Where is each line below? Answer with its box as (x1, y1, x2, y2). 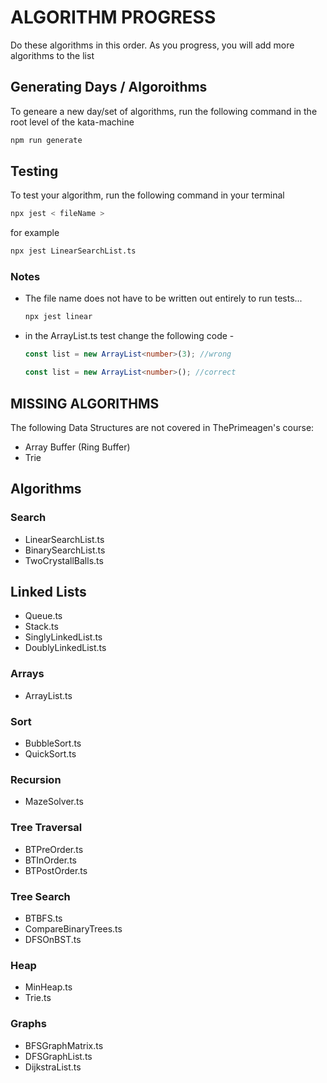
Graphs (10, 1017, 47, 1031)
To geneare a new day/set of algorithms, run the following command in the (10, 105, 318, 117)
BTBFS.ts (24, 912, 63, 924)
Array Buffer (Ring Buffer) (24, 441, 131, 453)
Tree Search (10, 889, 71, 903)
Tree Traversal (10, 821, 83, 835)
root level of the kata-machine (10, 116, 135, 128)
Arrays (10, 667, 45, 681)
